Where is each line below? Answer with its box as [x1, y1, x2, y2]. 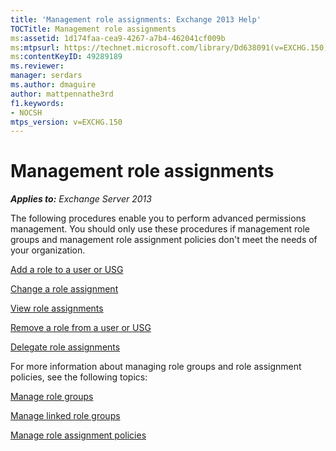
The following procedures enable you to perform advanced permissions [10, 212, 307, 225]
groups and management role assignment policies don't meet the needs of [10, 234, 318, 246]
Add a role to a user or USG [10, 264, 124, 276]
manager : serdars [10, 71, 83, 81]
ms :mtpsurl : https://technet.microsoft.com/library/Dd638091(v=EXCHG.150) [10, 42, 329, 53]
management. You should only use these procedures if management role [10, 223, 311, 235]
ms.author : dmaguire [10, 80, 97, 90]
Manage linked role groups [10, 410, 121, 422]
